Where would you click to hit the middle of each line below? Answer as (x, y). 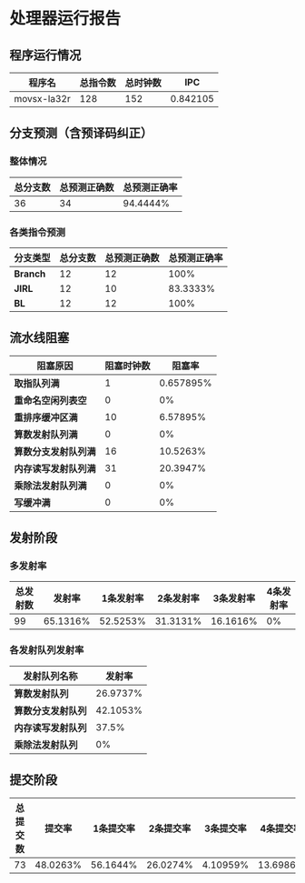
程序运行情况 (45, 55)
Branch (30, 274)
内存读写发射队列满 (55, 468)
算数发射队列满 (46, 435)
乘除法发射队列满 (51, 486)
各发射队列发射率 (47, 650)
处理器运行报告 (65, 19)
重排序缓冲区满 (46, 417)
